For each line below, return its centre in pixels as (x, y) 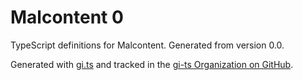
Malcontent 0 (67, 17)
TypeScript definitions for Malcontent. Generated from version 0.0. (147, 45)
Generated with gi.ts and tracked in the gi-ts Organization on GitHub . (152, 64)
